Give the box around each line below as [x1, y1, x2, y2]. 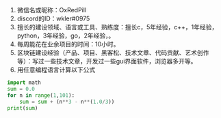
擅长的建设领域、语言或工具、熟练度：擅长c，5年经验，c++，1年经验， [16, 23, 218, 31]
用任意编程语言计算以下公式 [16, 65, 96, 74]
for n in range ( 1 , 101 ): [7, 91, 75, 99]
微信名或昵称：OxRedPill [16, 6, 87, 14]
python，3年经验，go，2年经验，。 [16, 31, 115, 40]
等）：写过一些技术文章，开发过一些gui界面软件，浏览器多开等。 [16, 57, 197, 65]
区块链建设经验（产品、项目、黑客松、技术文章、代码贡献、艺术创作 [16, 48, 209, 57]
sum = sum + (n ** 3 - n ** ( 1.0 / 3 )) [19, 98, 115, 105]
